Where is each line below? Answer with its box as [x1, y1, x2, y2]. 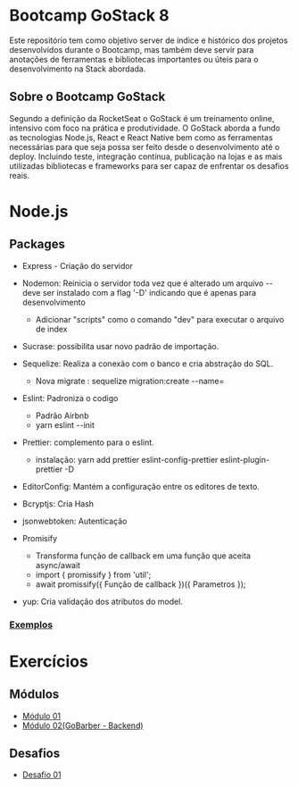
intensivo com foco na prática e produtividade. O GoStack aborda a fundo [9, 122, 281, 133]
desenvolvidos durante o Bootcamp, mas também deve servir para [9, 44, 254, 54]
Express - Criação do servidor [21, 260, 134, 271]
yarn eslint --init [35, 419, 95, 430]
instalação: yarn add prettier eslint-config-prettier [35, 454, 219, 465]
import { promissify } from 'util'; [35, 569, 152, 580]
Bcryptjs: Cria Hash [21, 498, 95, 509]
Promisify [21, 532, 58, 543]
